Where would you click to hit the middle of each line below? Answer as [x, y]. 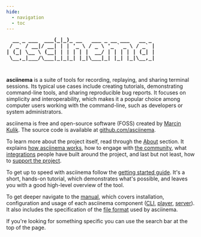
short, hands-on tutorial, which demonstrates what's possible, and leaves [97, 179]
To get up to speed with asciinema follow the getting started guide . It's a [96, 173]
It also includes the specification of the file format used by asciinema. [92, 210]
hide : [13, 12]
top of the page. [26, 228]
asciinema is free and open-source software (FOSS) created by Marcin [94, 123]
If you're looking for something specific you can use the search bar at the [97, 221]
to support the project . [34, 161]
